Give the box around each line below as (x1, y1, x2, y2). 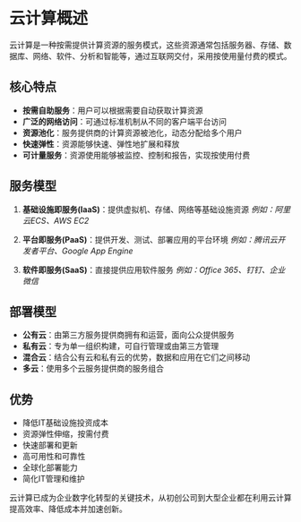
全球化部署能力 (21, 462, 78, 473)
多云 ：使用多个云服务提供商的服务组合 (21, 364, 164, 374)
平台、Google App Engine (38, 245, 133, 256)
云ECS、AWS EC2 (21, 215, 90, 226)
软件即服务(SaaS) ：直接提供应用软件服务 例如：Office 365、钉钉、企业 (21, 264, 286, 275)
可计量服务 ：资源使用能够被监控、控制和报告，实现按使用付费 (21, 150, 251, 160)
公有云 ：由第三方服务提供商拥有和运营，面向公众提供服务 (21, 329, 235, 340)
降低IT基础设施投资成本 (21, 417, 109, 428)
